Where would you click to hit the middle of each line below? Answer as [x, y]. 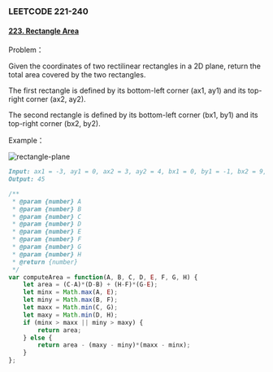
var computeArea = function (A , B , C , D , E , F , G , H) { [103, 277]
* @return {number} [45, 262]
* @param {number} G [47, 247]
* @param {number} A [47, 201]
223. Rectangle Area [44, 31]
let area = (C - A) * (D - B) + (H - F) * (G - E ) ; [91, 285]
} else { [38, 338]
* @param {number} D [47, 224]
